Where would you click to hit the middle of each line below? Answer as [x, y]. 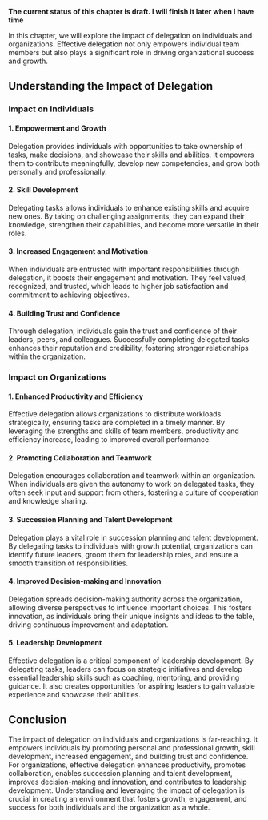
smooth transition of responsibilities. [68, 563]
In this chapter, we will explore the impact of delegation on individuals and [130, 36]
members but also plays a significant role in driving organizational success [131, 52]
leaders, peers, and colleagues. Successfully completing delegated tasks [129, 340]
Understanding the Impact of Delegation [111, 86]
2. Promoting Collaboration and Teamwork [80, 458]
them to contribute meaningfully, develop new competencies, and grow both [134, 163]
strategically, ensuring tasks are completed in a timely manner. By [117, 423]
